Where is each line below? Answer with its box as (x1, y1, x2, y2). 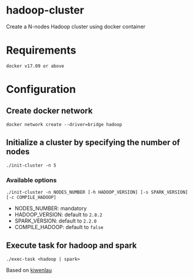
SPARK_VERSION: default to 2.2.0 (14, 217, 97, 224)
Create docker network (6, 106, 93, 116)
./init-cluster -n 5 (6, 162, 57, 168)
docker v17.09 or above (6, 63, 65, 69)
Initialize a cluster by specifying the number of (6, 138, 181, 148)
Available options (6, 176, 57, 184)
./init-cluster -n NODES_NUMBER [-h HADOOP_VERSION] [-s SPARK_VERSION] (6, 189, 188, 195)
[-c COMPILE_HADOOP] (6, 194, 57, 200)
